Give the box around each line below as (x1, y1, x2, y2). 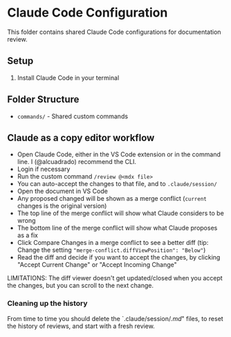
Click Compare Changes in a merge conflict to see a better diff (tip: (17, 239, 209, 247)
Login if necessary (17, 165, 71, 174)
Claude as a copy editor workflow (7, 131, 155, 143)
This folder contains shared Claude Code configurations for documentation (7, 28, 221, 36)
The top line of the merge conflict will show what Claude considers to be (17, 209, 225, 217)
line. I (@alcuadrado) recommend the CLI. (17, 158, 137, 166)
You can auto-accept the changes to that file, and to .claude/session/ (17, 180, 218, 188)
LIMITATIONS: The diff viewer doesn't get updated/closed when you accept (7, 274, 223, 282)
